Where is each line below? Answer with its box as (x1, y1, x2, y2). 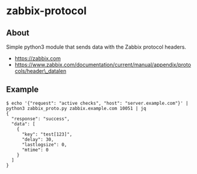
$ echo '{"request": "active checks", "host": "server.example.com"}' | (6, 100, 189, 106)
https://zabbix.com (14, 55, 61, 62)
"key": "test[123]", (21, 131, 73, 137)
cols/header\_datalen (14, 67, 67, 75)
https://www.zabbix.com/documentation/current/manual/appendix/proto (14, 61, 192, 68)
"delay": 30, (21, 136, 54, 143)
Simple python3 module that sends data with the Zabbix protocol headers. (6, 43, 186, 50)
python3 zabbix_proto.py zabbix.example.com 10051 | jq (6, 105, 146, 111)
